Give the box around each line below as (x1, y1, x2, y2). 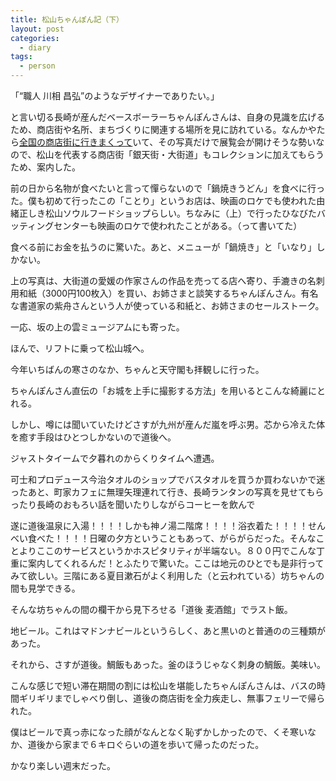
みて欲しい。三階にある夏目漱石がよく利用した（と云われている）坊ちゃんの (10, 570, 325, 581)
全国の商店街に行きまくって (19, 136, 133, 148)
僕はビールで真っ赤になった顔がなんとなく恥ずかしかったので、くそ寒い (10, 726, 308, 738)
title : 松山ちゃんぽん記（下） (10, 14, 124, 25)
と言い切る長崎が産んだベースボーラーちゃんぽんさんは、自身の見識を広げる (10, 111, 326, 123)
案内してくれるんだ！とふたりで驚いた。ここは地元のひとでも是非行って (27, 557, 325, 569)
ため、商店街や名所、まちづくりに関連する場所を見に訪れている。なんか (10, 124, 308, 135)
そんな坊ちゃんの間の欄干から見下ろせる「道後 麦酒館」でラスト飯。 (10, 604, 293, 615)
